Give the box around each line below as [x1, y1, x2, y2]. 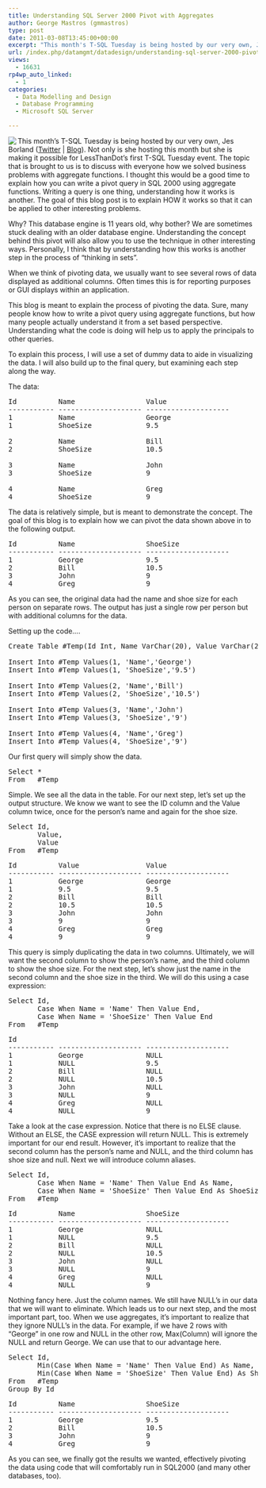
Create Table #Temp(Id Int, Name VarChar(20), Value [8, 642, 218, 651]
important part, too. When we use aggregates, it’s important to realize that [8, 1313, 249, 1321]
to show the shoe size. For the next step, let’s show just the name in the [8, 964, 241, 973]
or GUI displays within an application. [8, 285, 130, 294]
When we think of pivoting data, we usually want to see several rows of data [8, 268, 257, 278]
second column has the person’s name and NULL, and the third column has [8, 1147, 253, 1155]
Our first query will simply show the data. [8, 752, 142, 761]
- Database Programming [15, 100, 93, 108]
